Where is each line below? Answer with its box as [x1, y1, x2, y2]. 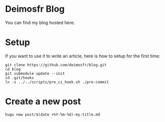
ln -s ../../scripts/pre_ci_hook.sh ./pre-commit [5, 79, 109, 84]
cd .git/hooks [5, 75, 34, 80]
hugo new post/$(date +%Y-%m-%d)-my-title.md [5, 112, 100, 117]
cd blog [5, 67, 21, 72]
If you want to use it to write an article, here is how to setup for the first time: [5, 53, 161, 59]
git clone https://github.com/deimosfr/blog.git [5, 62, 107, 67]
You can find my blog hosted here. [5, 20, 75, 25]
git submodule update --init [5, 71, 65, 76]
